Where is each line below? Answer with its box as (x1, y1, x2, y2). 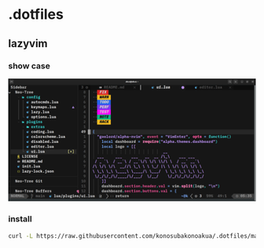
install (8, 213, 33, 224)
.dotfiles (8, 5, 64, 24)
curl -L (8, 232, 34, 240)
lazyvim (8, 37, 49, 50)
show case (8, 60, 51, 71)
